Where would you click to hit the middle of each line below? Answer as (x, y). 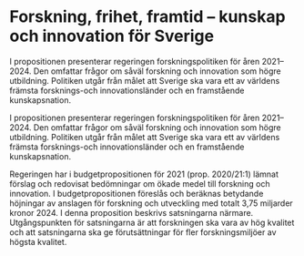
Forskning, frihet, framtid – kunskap (147, 17)
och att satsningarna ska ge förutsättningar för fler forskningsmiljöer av (143, 232)
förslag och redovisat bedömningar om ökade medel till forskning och (140, 183)
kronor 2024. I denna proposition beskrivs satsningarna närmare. (132, 212)
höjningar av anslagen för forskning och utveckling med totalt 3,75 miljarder (151, 203)
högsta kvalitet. (38, 241)
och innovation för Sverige (112, 36)
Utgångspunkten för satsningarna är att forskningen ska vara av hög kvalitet (152, 222)
